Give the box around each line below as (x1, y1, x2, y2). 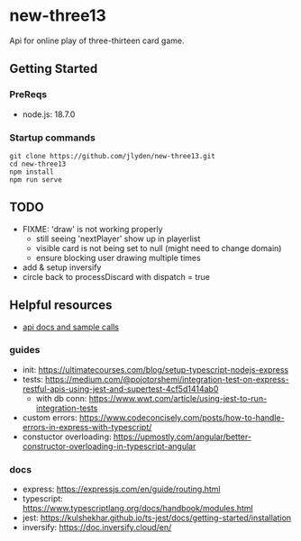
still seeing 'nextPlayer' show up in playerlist (35, 233, 201, 244)
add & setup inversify (22, 262, 102, 273)
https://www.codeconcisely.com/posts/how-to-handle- (79, 411, 286, 423)
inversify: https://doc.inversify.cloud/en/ (22, 522, 172, 533)
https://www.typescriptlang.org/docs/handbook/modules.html (22, 503, 254, 514)
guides (9, 344, 41, 356)
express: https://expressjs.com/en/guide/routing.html (22, 483, 221, 495)
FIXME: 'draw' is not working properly (22, 223, 164, 234)
